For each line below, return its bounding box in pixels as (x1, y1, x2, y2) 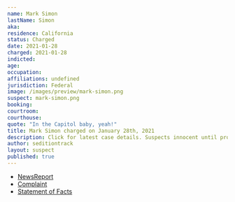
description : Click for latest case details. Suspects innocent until (7, 134, 218, 140)
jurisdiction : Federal (7, 82, 73, 89)
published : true (7, 153, 55, 161)
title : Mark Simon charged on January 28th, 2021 (7, 127, 155, 134)
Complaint (17, 180, 48, 188)
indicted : (7, 56, 36, 63)
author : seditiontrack (7, 140, 73, 147)
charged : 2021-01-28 (7, 50, 68, 57)
